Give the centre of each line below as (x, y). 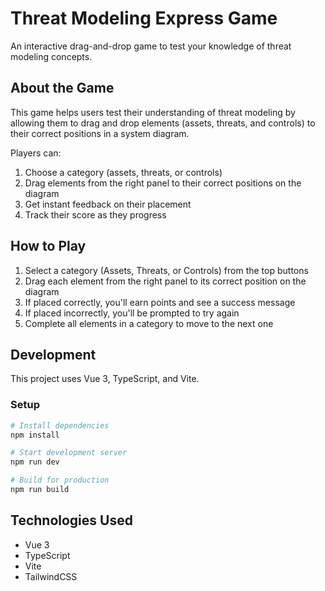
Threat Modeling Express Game (144, 18)
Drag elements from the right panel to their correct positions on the (163, 183)
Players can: (36, 153)
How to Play (48, 246)
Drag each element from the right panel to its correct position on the (165, 281)
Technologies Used (71, 520)
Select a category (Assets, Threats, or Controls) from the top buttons (166, 270)
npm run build (40, 490)
